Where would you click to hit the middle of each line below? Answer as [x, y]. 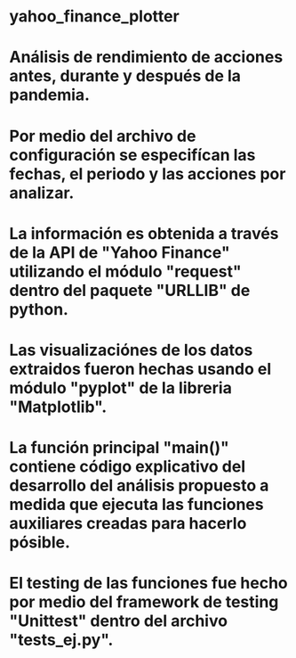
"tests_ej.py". [61, 640]
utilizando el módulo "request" [125, 271]
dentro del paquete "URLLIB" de [130, 290]
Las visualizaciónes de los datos [131, 350]
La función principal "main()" [119, 448]
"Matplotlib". [58, 407]
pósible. [40, 543]
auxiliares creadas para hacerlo [128, 524]
